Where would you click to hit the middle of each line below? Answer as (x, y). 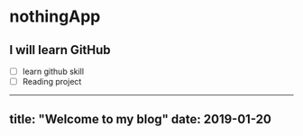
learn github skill (53, 71)
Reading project (52, 82)
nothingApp (55, 17)
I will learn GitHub (60, 50)
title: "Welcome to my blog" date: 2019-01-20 (141, 119)
